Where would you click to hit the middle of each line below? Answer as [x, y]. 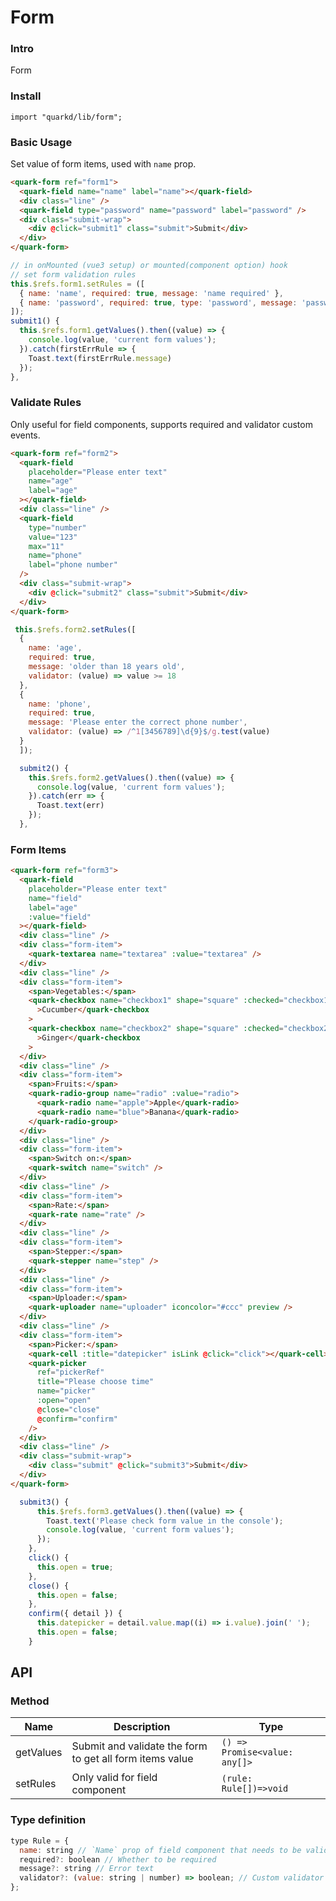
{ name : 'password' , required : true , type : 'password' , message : [158, 302]
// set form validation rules [73, 274]
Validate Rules [46, 403]
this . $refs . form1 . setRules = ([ [77, 284]
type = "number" [57, 527]
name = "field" [55, 898]
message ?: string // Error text [87, 1869]
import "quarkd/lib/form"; [66, 117]
